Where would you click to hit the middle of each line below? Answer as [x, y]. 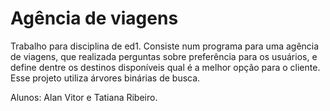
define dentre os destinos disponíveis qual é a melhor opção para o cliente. [165, 67]
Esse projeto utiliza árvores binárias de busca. [105, 78]
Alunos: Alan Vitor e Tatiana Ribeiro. [84, 97]
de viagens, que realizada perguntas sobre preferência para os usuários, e [164, 56]
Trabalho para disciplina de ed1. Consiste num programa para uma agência [165, 46]
